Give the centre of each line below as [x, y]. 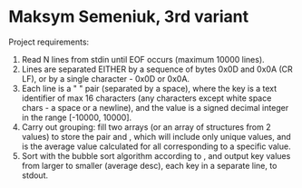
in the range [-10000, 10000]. [77, 117]
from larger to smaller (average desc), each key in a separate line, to [149, 165]
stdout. [35, 175]
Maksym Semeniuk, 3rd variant [129, 17]
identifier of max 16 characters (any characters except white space [146, 98]
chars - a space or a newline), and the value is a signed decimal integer [155, 107]
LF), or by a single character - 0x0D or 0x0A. [106, 78]
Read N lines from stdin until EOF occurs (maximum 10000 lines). [143, 59]
